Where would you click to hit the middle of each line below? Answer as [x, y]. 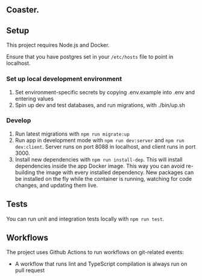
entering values [34, 99]
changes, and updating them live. [56, 185]
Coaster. [23, 10]
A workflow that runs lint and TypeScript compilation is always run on [101, 264]
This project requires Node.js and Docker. [58, 45]
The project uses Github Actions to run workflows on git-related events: [95, 252]
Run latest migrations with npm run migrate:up [72, 134]
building [25, 172]
